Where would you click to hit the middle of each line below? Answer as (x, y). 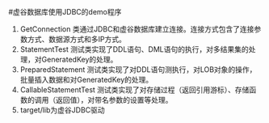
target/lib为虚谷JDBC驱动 (62, 110)
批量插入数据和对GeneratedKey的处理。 (86, 80)
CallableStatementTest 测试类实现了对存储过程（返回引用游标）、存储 (134, 90)
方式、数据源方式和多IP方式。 (77, 39)
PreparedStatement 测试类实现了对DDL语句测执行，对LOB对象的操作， (138, 70)
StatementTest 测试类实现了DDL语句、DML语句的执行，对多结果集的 (134, 49)
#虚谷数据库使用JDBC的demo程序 (65, 12)
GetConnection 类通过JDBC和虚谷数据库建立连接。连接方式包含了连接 (137, 29)
